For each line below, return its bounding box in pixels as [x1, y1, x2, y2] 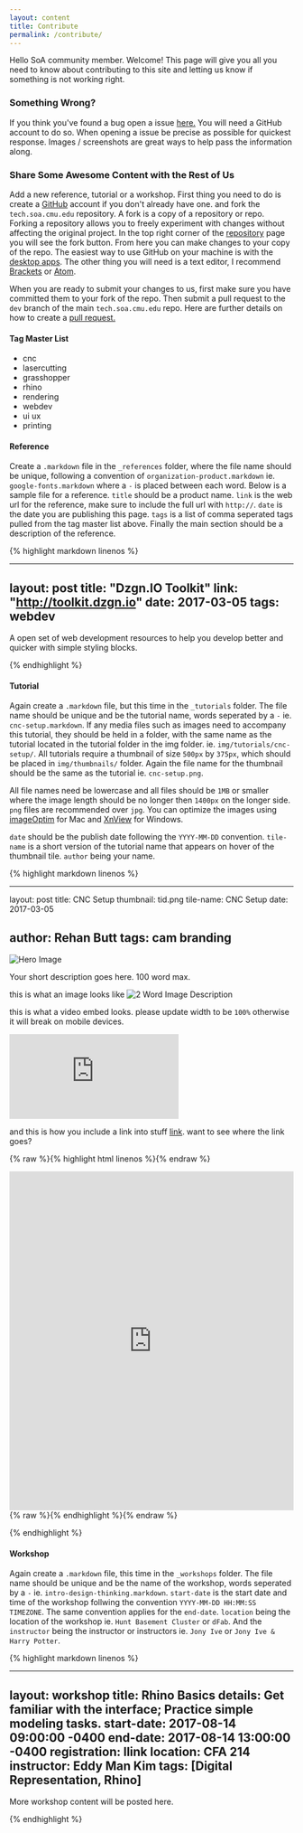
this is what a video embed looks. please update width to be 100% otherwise [9, 1007, 290, 1018]
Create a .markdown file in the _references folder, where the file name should [9, 461, 291, 472]
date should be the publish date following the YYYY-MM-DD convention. [9, 832, 265, 842]
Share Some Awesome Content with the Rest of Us [9, 168, 234, 181]
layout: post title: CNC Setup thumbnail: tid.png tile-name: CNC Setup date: [9, 894, 289, 905]
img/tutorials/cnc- [217, 740, 291, 750]
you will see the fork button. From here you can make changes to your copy [9, 237, 290, 248]
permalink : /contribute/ [9, 30, 103, 39]
